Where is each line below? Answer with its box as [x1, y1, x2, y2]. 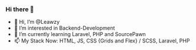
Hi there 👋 [5, 5, 35, 13]
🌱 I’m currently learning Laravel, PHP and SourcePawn [14, 31, 146, 38]
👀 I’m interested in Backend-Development [14, 24, 115, 31]
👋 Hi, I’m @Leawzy [14, 19, 60, 26]
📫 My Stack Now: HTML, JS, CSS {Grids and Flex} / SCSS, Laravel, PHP [14, 37, 190, 44]
